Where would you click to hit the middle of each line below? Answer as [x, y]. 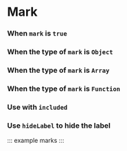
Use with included [37, 107]
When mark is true [37, 34]
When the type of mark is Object [60, 52]
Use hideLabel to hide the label [59, 126]
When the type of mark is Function [64, 89]
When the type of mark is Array [58, 70]
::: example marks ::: [36, 141]
